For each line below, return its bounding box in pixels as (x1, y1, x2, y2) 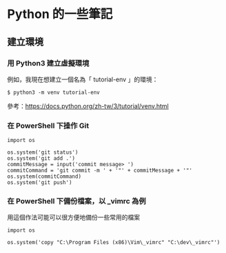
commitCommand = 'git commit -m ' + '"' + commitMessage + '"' (7, 167, 193, 174)
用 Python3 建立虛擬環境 (7, 58, 90, 68)
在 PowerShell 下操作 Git (7, 121, 90, 130)
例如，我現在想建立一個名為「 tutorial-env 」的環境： (7, 75, 158, 83)
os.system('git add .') (7, 155, 76, 162)
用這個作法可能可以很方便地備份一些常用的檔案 (7, 213, 140, 221)
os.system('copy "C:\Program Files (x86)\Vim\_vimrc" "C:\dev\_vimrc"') (7, 239, 220, 246)
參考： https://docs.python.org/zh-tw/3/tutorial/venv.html (7, 101, 169, 110)
